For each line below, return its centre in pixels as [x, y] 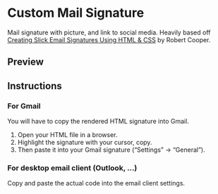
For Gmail [24, 105]
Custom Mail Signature [76, 13]
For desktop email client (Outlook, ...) [72, 168]
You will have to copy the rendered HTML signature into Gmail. [98, 122]
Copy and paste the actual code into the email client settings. [96, 183]
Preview [26, 62]
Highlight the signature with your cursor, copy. [85, 143]
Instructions [35, 86]
